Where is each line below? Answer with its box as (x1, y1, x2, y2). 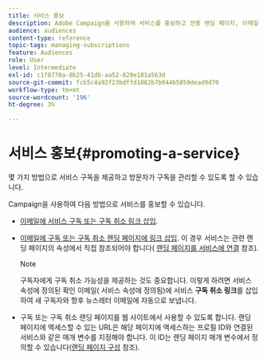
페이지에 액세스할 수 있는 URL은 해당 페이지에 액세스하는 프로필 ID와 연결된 (19, 322, 253, 332)
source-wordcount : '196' (8, 93, 91, 101)
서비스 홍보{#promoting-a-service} (8, 144, 241, 163)
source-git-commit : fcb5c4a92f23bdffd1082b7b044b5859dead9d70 (8, 78, 219, 86)
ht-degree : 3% (8, 101, 56, 108)
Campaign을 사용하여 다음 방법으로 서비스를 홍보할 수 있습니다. (8, 199, 206, 209)
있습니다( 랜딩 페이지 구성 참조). (43, 342, 140, 352)
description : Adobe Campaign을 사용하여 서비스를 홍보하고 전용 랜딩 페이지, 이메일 (8, 19, 259, 27)
